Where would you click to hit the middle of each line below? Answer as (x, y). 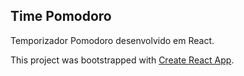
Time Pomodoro (61, 16)
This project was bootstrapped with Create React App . (122, 60)
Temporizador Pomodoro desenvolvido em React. (112, 40)
